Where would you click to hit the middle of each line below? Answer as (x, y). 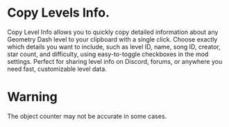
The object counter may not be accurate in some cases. (87, 116)
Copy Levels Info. (58, 13)
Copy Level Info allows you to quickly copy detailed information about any (113, 32)
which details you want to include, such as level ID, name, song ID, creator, (114, 46)
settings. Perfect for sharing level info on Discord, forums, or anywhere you (115, 61)
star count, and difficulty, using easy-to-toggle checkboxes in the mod (108, 54)
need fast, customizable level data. (57, 69)
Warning (32, 97)
